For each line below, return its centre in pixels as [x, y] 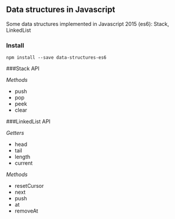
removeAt [26, 211]
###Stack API [23, 69]
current [24, 163]
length [22, 157]
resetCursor [29, 186]
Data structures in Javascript [61, 10]
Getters [15, 133]
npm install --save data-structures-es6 [57, 58]
